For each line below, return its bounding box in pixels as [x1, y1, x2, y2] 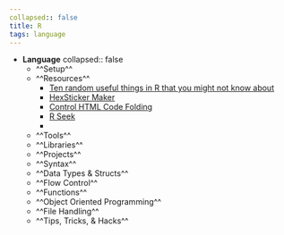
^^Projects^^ [35, 149, 82, 160]
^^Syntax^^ [35, 158, 77, 170]
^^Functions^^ [35, 187, 88, 197]
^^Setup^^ [35, 63, 73, 74]
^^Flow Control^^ [35, 178, 99, 189]
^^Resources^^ [35, 73, 90, 84]
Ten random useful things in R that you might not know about [48, 82, 275, 94]
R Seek [48, 111, 76, 122]
